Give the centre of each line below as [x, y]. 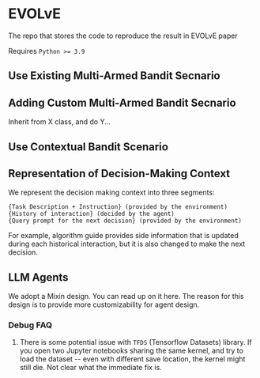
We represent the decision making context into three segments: [111, 193]
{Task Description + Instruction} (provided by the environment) [118, 207]
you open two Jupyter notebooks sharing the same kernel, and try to [131, 351]
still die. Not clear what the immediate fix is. [90, 368]
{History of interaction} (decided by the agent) [92, 214]
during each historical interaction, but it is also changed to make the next [127, 244]
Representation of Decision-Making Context [119, 174]
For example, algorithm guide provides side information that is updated [123, 236]
